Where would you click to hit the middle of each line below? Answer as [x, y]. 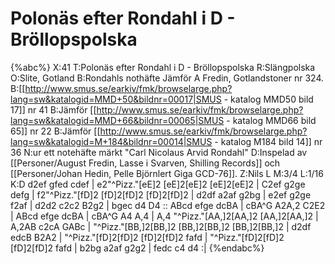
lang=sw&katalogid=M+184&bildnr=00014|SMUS [111, 141]
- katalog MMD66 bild [271, 120]
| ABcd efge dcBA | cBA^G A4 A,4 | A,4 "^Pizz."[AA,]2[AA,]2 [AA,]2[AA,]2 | [164, 216]
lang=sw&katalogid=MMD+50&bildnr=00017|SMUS [116, 99]
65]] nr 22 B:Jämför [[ [55, 131]
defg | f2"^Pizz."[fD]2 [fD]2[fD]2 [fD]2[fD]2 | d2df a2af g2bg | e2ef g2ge [161, 194]
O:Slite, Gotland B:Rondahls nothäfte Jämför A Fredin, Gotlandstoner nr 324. [167, 78]
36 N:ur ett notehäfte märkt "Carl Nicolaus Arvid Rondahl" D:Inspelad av [159, 152]
